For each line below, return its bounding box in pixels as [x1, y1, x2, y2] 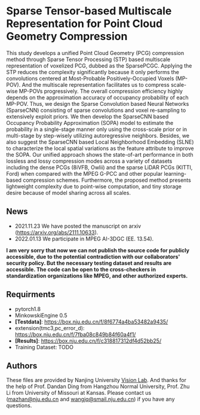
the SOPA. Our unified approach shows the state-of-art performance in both [6, 151, 193, 158]
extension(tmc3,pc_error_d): [14, 324, 85, 331]
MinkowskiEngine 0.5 [14, 312, 67, 319]
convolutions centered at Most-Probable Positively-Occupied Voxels [6, 75, 174, 82]
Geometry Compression [6, 30, 128, 43]
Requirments [6, 289, 56, 300]
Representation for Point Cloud [6, 17, 163, 30]
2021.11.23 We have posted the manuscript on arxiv [14, 222, 141, 230]
